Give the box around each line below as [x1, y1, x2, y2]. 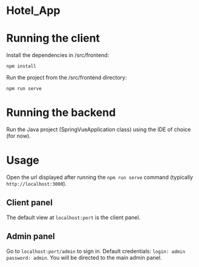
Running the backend [6, 106, 116, 120]
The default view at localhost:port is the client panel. [6, 214, 141, 221]
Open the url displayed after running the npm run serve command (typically [6, 174, 194, 181]
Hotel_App [6, 4, 60, 18]
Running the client [6, 32, 100, 46]
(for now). [6, 132, 31, 140]
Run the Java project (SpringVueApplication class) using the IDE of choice [6, 126, 191, 133]
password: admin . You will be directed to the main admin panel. [6, 254, 162, 261]
